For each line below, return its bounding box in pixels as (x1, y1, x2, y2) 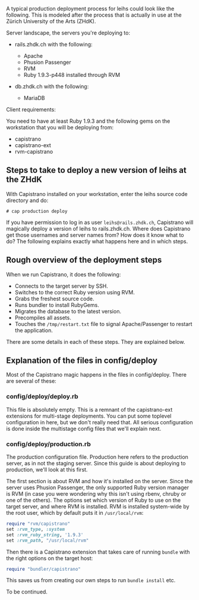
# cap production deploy (6, 208, 68, 214)
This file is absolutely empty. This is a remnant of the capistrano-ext (6, 406, 173, 413)
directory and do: (6, 197, 49, 204)
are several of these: (6, 378, 56, 385)
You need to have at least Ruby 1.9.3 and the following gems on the (6, 117, 170, 125)
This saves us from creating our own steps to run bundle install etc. (6, 577, 176, 584)
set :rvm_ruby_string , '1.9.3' (6, 531, 84, 538)
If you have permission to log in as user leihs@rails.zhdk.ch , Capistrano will (6, 219, 194, 226)
